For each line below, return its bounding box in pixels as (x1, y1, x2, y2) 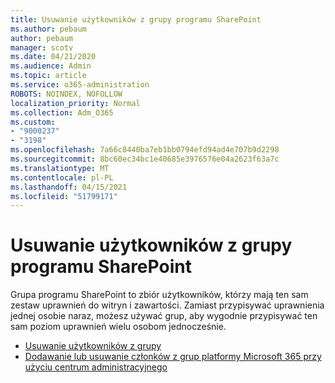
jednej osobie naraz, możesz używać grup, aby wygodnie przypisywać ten (10, 310, 318, 322)
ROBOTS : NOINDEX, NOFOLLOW (10, 89, 123, 99)
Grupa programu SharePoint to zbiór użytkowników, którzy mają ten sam (10, 289, 309, 301)
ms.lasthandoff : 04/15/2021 (10, 182, 128, 192)
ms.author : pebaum (10, 24, 87, 34)
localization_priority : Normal (10, 98, 141, 108)
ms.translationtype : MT (10, 163, 110, 173)
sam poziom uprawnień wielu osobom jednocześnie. (10, 321, 227, 333)
